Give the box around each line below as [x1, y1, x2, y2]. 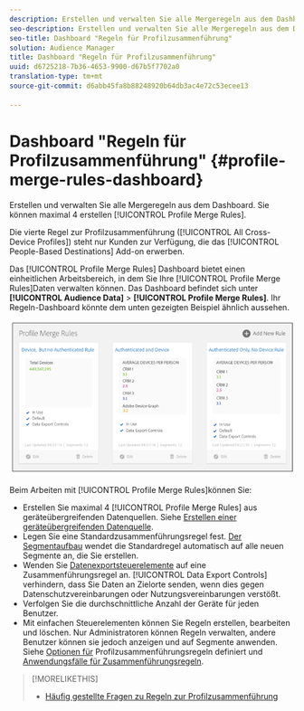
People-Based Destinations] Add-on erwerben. [9, 245, 185, 257]
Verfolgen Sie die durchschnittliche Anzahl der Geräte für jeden [22, 598, 260, 610]
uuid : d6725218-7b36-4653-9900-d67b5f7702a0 [9, 62, 180, 71]
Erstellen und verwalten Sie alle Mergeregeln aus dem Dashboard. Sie [9, 199, 270, 210]
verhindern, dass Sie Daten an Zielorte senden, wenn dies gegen [22, 579, 264, 590]
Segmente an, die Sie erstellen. [22, 550, 139, 561]
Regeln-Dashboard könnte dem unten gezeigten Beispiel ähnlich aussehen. [9, 301, 290, 312]
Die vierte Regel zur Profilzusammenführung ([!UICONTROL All [9, 226, 243, 237]
